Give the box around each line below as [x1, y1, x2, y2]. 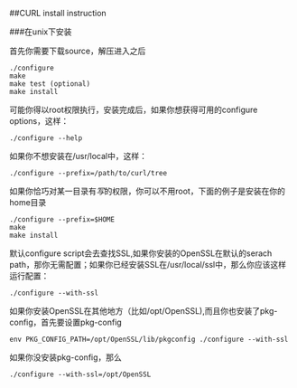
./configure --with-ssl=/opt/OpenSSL [9, 370, 152, 379]
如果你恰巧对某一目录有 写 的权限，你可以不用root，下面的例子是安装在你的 [9, 185, 286, 196]
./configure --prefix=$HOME [9, 215, 116, 224]
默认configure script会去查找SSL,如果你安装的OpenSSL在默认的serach [9, 248, 273, 259]
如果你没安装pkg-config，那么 [9, 352, 122, 363]
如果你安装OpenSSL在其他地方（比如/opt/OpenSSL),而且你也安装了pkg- [9, 306, 278, 316]
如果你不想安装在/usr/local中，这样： [9, 151, 147, 161]
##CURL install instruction [9, 8, 107, 18]
